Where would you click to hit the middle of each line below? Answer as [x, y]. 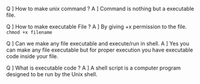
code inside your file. [32, 56]
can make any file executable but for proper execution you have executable [100, 50]
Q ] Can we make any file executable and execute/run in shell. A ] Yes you [98, 43]
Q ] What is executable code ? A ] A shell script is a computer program [94, 68]
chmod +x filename [29, 32]
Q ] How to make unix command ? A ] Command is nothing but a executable [100, 9]
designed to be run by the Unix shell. [52, 74]
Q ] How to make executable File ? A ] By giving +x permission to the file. [97, 27]
